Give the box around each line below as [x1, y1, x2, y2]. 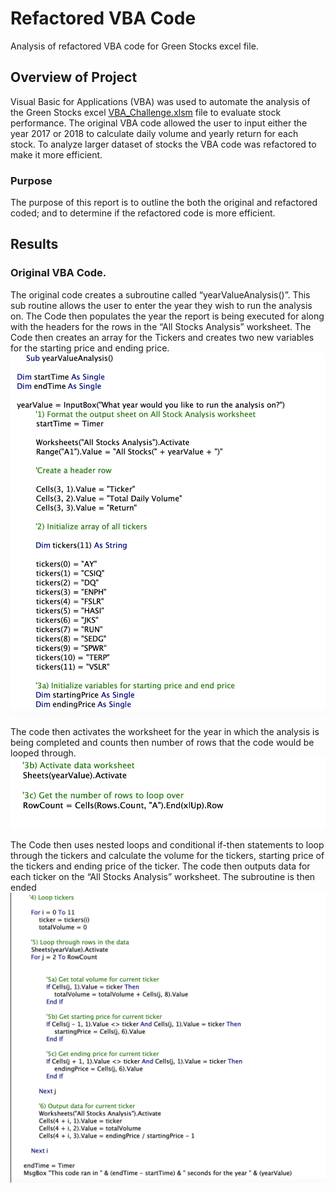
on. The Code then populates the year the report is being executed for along [10, 310, 325, 322]
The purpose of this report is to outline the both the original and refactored [10, 197, 318, 209]
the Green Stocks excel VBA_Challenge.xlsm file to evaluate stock [10, 106, 282, 118]
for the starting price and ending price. [10, 342, 170, 354]
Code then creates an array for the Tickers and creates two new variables [10, 331, 315, 343]
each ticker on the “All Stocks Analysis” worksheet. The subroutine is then [10, 871, 316, 883]
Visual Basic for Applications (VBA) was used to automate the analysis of [10, 95, 311, 107]
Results [10, 236, 59, 253]
